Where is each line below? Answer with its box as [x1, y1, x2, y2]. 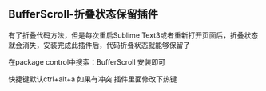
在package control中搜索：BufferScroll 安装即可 [8, 57, 166, 66]
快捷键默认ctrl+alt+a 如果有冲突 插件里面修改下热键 [8, 74, 177, 84]
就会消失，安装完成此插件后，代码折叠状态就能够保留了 [8, 40, 190, 49]
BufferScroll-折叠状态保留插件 [8, 7, 158, 22]
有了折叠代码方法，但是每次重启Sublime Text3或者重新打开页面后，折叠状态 [8, 30, 258, 40]
